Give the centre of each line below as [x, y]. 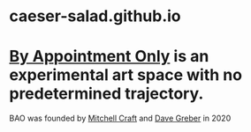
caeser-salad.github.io [95, 16]
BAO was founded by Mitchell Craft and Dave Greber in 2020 [120, 118]
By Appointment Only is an [109, 57]
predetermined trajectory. [106, 94]
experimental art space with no [126, 75]
